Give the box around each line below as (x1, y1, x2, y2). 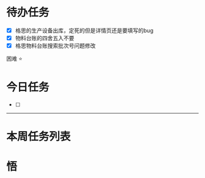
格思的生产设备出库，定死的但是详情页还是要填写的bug (15, 27, 154, 34)
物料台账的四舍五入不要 (15, 35, 74, 41)
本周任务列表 (6, 130, 71, 143)
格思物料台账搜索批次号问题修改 (15, 42, 96, 49)
